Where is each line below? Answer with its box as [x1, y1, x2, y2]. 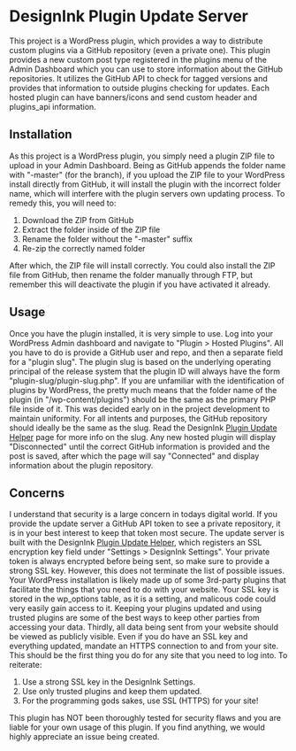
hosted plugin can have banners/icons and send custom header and [9, 91, 258, 103]
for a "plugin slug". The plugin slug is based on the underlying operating [9, 356, 271, 367]
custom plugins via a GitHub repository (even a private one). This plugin [9, 44, 271, 55]
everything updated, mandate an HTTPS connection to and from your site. [9, 640, 279, 652]
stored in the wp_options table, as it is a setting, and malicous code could [9, 593, 277, 604]
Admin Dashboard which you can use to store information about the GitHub [9, 64, 284, 74]
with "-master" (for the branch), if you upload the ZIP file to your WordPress [9, 169, 285, 180]
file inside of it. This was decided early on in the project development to [9, 403, 270, 414]
